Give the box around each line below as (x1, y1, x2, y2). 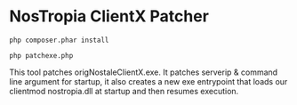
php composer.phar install (9, 36, 109, 44)
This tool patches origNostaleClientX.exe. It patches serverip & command (9, 67, 278, 77)
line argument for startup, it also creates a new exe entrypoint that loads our (9, 76, 288, 86)
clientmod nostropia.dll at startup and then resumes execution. (9, 85, 239, 96)
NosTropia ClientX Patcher (9, 6, 209, 27)
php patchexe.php (9, 51, 74, 60)
